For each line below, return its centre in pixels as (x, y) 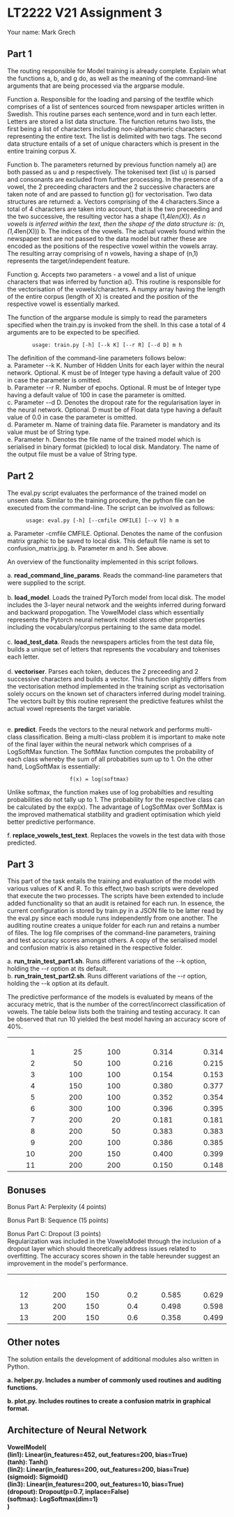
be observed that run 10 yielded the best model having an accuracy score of (117, 1019)
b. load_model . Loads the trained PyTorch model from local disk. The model (116, 597)
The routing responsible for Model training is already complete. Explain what (117, 70)
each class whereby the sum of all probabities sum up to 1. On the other (110, 759)
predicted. (22, 842)
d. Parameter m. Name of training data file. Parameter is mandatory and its (114, 424)
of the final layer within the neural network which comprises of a (100, 744)
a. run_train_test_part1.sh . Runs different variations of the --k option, (107, 961)
